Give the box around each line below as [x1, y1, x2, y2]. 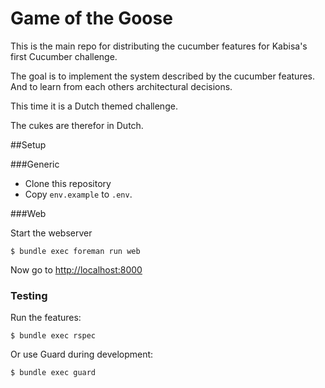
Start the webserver [10, 227, 93, 239]
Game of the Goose [10, 7, 173, 30]
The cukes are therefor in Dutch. [10, 119, 144, 131]
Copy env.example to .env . [24, 188, 133, 200]
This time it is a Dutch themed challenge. [10, 100, 178, 112]
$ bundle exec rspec [10, 331, 97, 341]
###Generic [10, 158, 60, 170]
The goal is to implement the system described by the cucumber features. [10, 70, 316, 82]
